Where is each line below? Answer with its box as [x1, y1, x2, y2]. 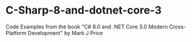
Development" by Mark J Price [27, 29, 103, 36]
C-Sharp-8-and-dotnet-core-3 [5, 4, 162, 17]
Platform [5, 29, 27, 36]
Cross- [169, 23, 186, 30]
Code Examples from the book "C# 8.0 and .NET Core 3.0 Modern [5, 23, 168, 30]
